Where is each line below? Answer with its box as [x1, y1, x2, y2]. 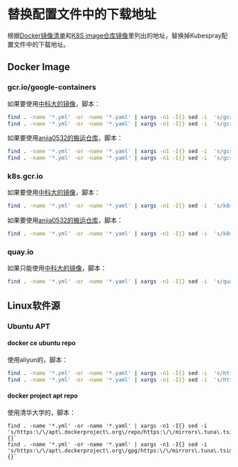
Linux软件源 [7, 299, 60, 312]
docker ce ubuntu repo [7, 339, 76, 347]
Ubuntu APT [7, 321, 51, 331]
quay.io [7, 247, 34, 257]
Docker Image [7, 61, 71, 73]
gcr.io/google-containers [7, 82, 97, 92]
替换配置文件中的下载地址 [7, 6, 157, 23]
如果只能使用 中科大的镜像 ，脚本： [7, 264, 107, 273]
